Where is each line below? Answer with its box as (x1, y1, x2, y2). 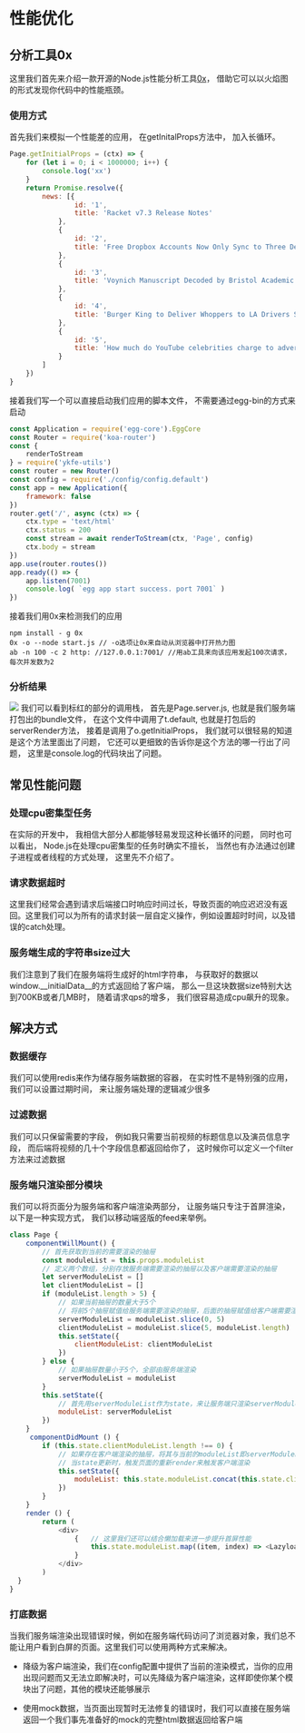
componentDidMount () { (29, 1433, 120, 1443)
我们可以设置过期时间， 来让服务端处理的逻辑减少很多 (9, 1083, 211, 1094)
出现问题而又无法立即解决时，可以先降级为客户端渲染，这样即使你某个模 (22, 1671, 293, 1683)
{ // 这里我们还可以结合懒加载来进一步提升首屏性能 (74, 1534, 252, 1543)
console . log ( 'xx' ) (42, 167, 112, 176)
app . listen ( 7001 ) (25, 576, 92, 585)
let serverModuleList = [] (42, 1272, 144, 1282)
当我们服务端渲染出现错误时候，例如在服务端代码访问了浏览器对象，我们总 (9, 1630, 288, 1640)
